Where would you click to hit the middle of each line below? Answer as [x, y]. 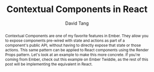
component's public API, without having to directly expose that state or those [73, 45]
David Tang [77, 23]
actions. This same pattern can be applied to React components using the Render [77, 50]
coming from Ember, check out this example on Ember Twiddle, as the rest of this [76, 59]
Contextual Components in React [77, 9]
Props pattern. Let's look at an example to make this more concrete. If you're [72, 55]
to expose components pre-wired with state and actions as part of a [65, 41]
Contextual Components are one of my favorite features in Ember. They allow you [76, 35]
